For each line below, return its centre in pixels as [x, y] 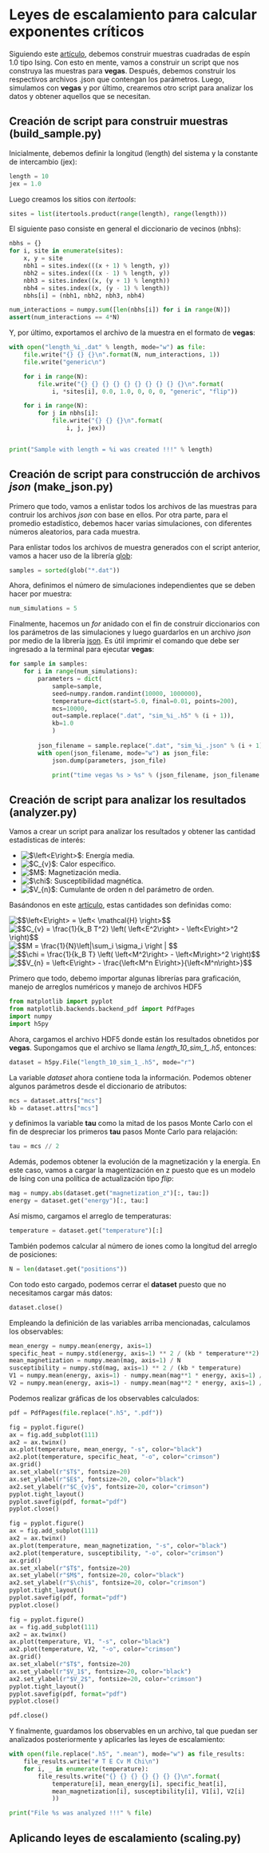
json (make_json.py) [61, 487]
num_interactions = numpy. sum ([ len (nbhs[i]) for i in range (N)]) [120, 310]
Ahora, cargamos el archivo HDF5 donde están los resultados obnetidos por [134, 1039]
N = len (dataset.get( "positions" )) [68, 1269]
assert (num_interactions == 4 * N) [65, 317]
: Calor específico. [86, 864]
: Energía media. [108, 856]
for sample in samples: [49, 664]
